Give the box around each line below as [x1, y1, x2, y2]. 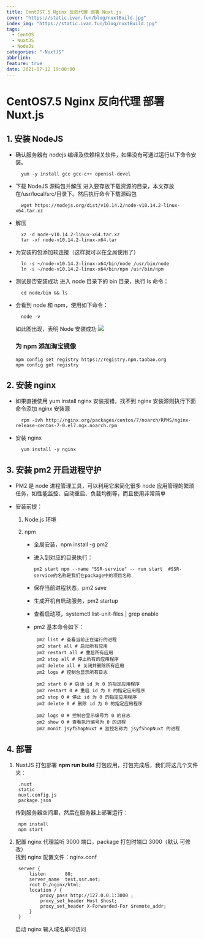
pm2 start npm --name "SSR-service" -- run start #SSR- [33, 566, 182, 573]
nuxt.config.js [18, 792, 57, 798]
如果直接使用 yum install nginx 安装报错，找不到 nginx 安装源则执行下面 [15, 397, 196, 405]
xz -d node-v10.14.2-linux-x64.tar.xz [21, 231, 120, 238]
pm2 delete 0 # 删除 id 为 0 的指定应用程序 [36, 701, 143, 707]
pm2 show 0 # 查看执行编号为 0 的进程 [36, 719, 127, 725]
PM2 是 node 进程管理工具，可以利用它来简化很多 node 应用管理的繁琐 [15, 482, 195, 490]
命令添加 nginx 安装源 [15, 405, 70, 412]
